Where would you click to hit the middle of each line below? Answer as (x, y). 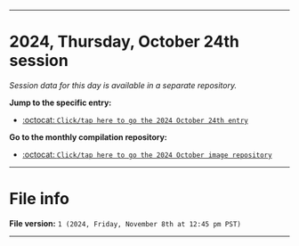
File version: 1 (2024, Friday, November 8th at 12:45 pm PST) (125, 223)
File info (39, 199)
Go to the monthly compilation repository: (88, 137)
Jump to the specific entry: (61, 102)
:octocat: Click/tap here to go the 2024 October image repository (147, 154)
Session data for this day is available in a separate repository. (123, 85)
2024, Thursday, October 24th (125, 42)
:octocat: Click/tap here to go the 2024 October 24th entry (135, 119)
